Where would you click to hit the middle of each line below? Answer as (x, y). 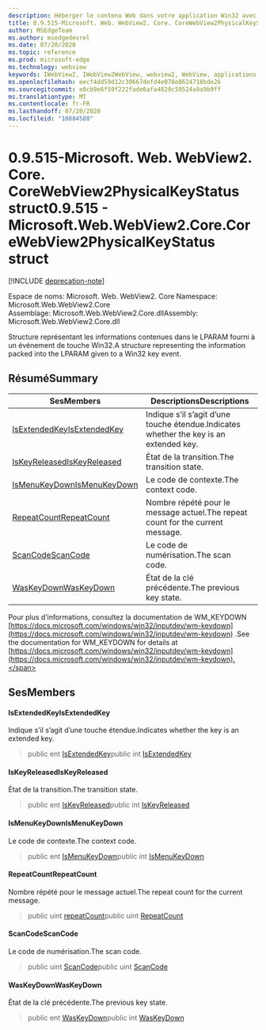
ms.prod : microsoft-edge (49, 60)
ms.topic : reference (42, 52)
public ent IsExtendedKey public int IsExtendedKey (109, 754)
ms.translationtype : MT (47, 97)
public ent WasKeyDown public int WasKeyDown (106, 1018)
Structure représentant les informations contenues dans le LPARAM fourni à (132, 337)
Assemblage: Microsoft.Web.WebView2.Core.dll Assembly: (103, 313)
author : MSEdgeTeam (40, 30)
